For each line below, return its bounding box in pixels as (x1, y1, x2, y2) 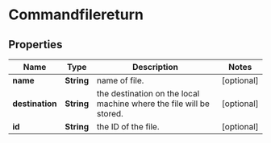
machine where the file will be (96, 98, 210, 109)
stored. (96, 108, 123, 119)
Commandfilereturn (8, 6, 144, 24)
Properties (8, 38, 63, 51)
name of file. (96, 75, 144, 86)
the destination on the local (96, 88, 200, 99)
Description (131, 62, 179, 72)
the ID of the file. (96, 121, 160, 132)
